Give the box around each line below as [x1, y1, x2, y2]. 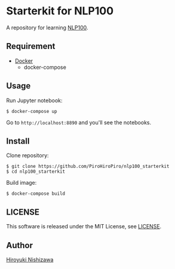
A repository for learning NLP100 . [6, 24, 88, 31]
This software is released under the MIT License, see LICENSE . [6, 223, 162, 230]
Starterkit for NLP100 [6, 4, 114, 18]
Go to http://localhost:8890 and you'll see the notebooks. [6, 118, 152, 126]
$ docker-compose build [6, 191, 66, 197]
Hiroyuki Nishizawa [6, 256, 54, 263]
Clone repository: [6, 152, 49, 159]
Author [6, 240, 33, 250]
